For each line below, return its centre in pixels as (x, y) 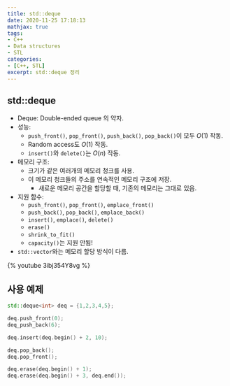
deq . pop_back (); (31, 350)
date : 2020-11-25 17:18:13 (46, 20)
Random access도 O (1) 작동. (68, 145)
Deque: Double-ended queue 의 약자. (71, 118)
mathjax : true (28, 27)
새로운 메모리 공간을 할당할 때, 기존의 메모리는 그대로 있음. (117, 188)
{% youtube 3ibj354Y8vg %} (49, 266)
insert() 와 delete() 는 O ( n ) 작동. (74, 153)
